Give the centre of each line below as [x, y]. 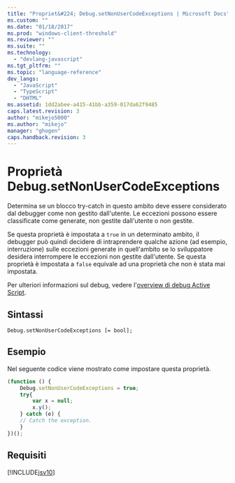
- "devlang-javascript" [48, 59]
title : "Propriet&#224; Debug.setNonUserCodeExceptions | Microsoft [109, 14]
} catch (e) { [40, 414]
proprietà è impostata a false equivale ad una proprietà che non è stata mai [116, 264]
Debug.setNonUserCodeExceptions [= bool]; [70, 331]
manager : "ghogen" [34, 131]
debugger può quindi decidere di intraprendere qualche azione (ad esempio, [117, 242]
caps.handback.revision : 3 [47, 137]
